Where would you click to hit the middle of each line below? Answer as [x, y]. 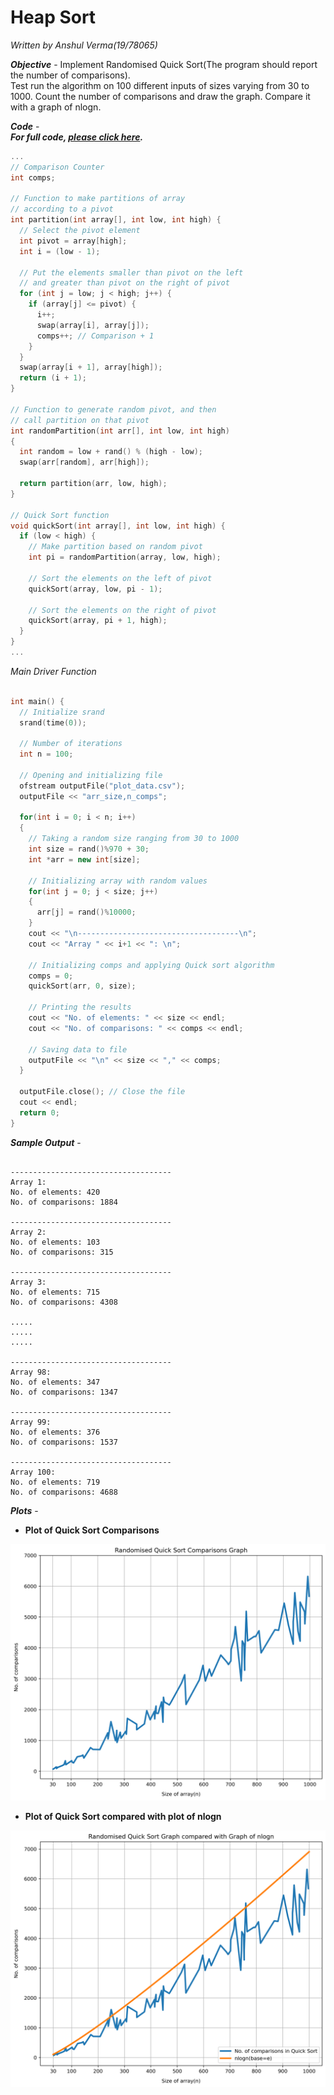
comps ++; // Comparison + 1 [95, 336]
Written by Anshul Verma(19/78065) [84, 45]
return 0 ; [39, 1112]
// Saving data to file [78, 1049]
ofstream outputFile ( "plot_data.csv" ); [102, 786]
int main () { [37, 701]
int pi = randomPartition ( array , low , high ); [125, 557]
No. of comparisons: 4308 [64, 1302]
